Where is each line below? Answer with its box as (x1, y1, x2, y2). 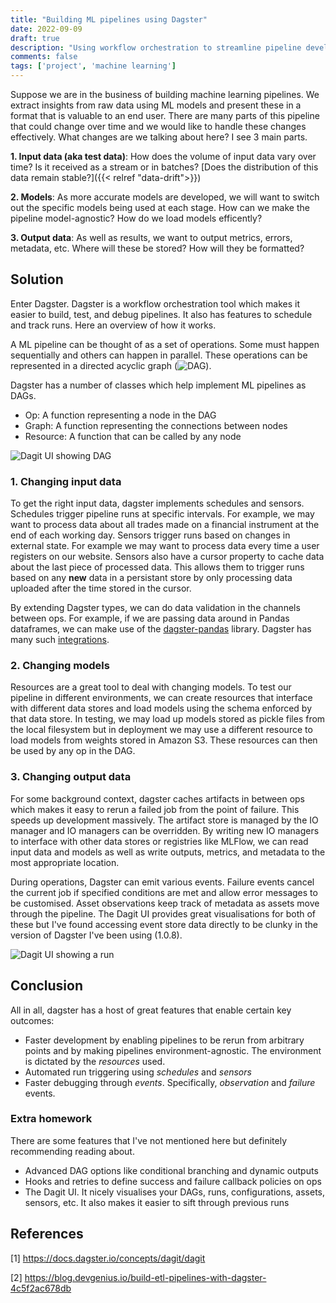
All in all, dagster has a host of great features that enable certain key (10, 1004, 292, 1016)
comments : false (10, 52, 78, 62)
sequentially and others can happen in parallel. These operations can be (10, 349, 308, 361)
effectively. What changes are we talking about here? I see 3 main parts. (10, 131, 308, 143)
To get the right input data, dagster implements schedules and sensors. (10, 497, 305, 510)
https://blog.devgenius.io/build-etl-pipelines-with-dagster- (24, 1271, 267, 1283)
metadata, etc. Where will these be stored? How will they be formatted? (10, 242, 305, 254)
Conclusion (10, 977, 84, 995)
